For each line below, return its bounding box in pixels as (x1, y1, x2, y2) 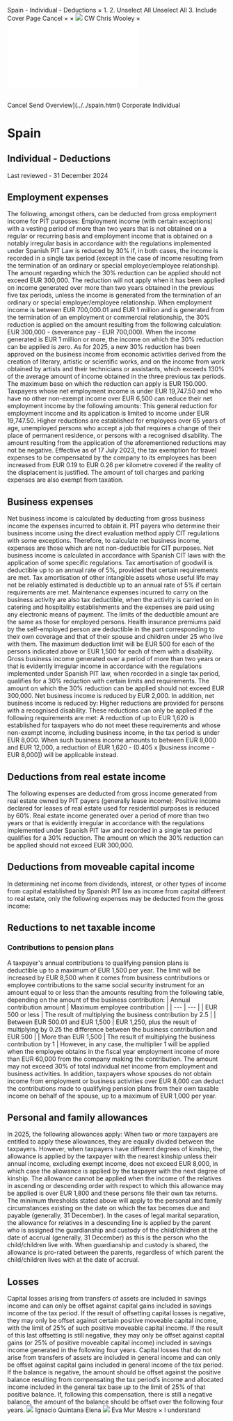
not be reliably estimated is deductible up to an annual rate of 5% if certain (7, 580, 221, 590)
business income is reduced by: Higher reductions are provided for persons (7, 699, 224, 708)
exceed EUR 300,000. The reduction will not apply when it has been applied (7, 276, 225, 284)
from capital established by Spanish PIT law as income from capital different (7, 886, 226, 895)
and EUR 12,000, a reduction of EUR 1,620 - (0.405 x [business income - (7, 743, 214, 752)
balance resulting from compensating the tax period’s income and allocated (7, 1376, 224, 1384)
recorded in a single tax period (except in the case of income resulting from (7, 254, 224, 263)
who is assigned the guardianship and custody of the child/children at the (7, 1226, 218, 1235)
